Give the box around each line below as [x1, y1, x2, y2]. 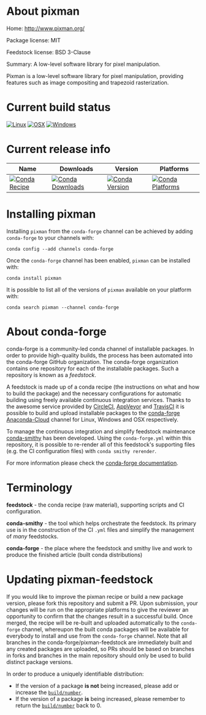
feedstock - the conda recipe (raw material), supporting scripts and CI [6, 501, 185, 508]
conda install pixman [6, 275, 62, 281]
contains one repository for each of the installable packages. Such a [6, 365, 179, 372]
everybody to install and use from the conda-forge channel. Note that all [6, 632, 188, 639]
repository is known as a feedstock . [6, 371, 97, 379]
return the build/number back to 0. [15, 701, 102, 709]
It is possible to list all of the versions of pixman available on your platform [6, 286, 192, 293]
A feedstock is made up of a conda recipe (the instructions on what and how [6, 383, 200, 390]
